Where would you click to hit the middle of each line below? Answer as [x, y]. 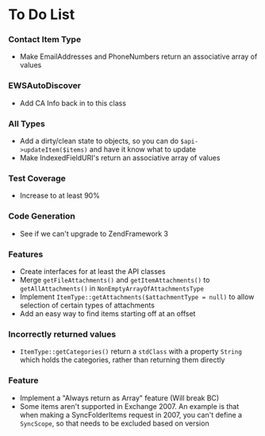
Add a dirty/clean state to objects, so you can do [99, 141]
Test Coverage [37, 178]
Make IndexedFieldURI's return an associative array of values [120, 158]
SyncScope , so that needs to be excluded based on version [114, 423]
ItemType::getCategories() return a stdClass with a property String [131, 352]
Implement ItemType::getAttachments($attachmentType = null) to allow [137, 296]
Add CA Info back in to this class [73, 103]
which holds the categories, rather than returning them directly [122, 360]
